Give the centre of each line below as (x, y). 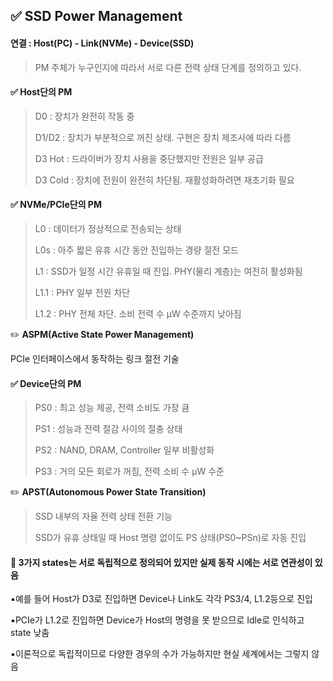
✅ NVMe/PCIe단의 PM (56, 205)
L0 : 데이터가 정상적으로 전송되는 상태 (108, 228)
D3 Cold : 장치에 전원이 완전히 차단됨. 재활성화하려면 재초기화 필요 (164, 180)
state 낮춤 (30, 633)
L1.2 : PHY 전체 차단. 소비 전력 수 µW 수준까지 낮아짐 (138, 313)
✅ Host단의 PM (41, 92)
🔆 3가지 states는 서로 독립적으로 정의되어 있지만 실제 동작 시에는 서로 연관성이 (161, 562)
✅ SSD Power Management (96, 16)
